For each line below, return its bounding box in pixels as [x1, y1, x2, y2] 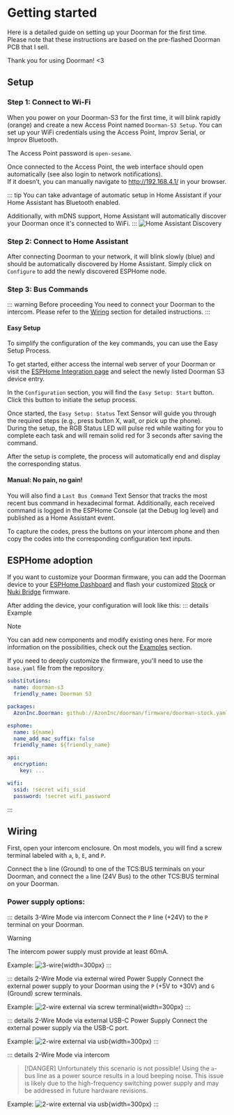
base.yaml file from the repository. [7, 664, 104, 672]
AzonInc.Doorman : [13, 709, 64, 716]
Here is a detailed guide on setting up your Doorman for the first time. [7, 28, 207, 36]
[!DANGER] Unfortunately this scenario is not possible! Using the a [24, 1064, 214, 1072]
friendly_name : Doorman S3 [13, 691, 92, 698]
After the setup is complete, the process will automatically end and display [7, 452, 221, 461]
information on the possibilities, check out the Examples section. [7, 643, 193, 652]
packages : [7, 703, 36, 710]
